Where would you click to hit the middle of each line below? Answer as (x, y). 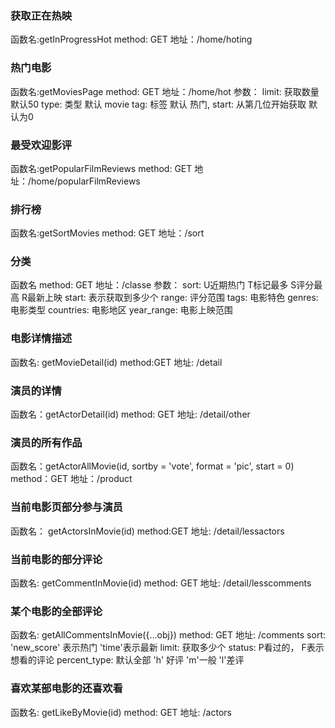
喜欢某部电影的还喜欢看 (66, 689)
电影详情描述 (41, 339)
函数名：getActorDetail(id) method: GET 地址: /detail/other (130, 414)
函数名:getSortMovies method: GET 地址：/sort (107, 233)
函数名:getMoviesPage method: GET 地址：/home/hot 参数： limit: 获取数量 (165, 91)
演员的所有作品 (46, 442)
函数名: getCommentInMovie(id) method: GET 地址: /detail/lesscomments (161, 583)
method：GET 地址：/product (71, 479)
